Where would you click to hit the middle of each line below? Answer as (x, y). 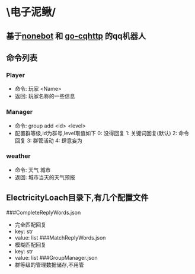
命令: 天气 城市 (33, 170)
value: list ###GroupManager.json (56, 257)
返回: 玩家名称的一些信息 (45, 96)
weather (18, 156)
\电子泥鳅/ (31, 12)
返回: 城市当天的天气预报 (45, 177)
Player (16, 75)
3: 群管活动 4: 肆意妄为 (55, 141)
